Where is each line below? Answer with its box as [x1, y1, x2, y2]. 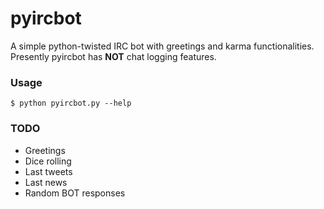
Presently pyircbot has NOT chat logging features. [10, 50, 217, 62]
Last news [24, 176, 68, 188]
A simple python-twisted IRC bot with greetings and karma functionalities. [10, 40, 315, 52]
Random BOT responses [24, 187, 126, 199]
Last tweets [24, 165, 73, 177]
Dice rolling [24, 155, 72, 167]
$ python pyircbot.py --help [10, 98, 132, 109]
